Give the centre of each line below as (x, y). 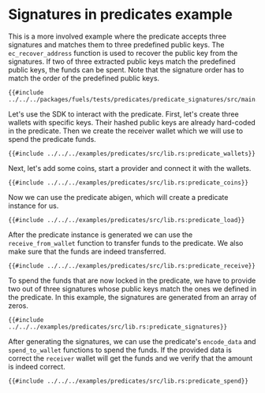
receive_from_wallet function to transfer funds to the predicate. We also (126, 243)
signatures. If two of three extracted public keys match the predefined (122, 61)
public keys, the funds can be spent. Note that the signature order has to (126, 69)
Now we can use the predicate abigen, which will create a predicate (118, 197)
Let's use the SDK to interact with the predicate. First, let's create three (123, 114)
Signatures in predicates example (120, 15)
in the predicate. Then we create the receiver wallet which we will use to (125, 131)
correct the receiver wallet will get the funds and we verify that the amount (131, 358)
